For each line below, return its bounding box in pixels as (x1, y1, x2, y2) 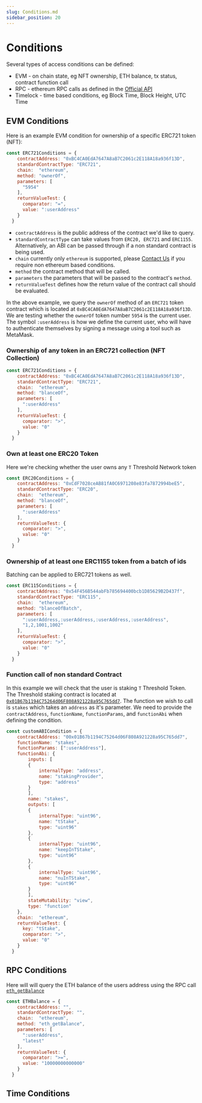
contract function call (15, 79, 68, 86)
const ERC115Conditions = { (6, 583, 77, 589)
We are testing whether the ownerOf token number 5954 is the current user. (6, 311, 191, 319)
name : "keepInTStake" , (38, 847, 96, 853)
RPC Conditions (6, 965, 67, 976)
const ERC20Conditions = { (6, 475, 74, 481)
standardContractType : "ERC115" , (17, 594, 102, 600)
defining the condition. (6, 716, 63, 724)
